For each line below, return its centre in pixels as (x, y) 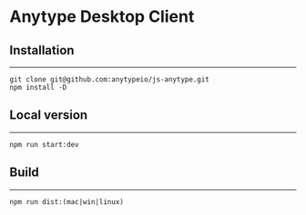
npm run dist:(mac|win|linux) (67, 201)
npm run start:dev (44, 144)
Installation (42, 50)
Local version (49, 115)
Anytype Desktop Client (102, 17)
